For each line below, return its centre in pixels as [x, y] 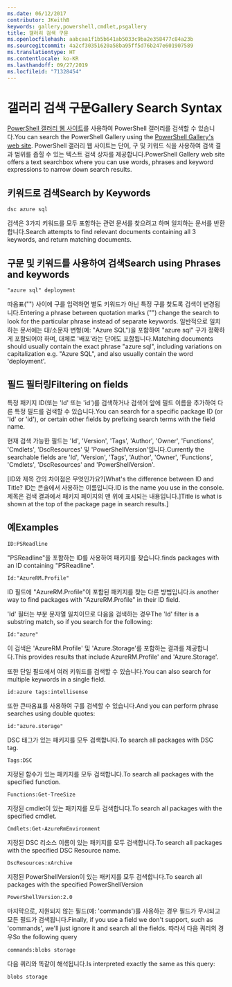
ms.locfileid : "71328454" [44, 71]
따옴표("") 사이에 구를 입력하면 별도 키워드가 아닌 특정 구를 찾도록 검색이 [105, 304]
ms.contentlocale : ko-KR [43, 59]
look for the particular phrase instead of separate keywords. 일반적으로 [107, 321]
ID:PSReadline [28, 544]
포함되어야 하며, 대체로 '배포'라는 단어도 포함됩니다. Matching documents [114, 339]
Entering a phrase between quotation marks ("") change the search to [119, 313]
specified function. [34, 782]
